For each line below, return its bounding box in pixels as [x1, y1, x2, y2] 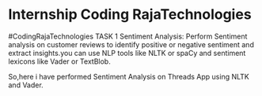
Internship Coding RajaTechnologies [8, 6, 252, 24]
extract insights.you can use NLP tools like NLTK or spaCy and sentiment [8, 48, 246, 57]
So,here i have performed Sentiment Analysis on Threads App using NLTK [8, 72, 249, 81]
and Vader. [8, 80, 44, 90]
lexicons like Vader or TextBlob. [8, 57, 111, 66]
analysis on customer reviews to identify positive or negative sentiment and [8, 39, 255, 49]
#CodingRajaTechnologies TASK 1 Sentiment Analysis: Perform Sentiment [8, 31, 248, 41]
